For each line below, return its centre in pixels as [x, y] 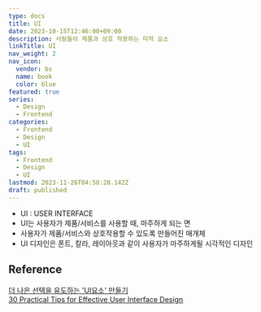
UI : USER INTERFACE [57, 213]
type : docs [27, 16]
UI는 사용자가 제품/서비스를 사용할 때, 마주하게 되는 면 [105, 223]
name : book [34, 77]
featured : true [34, 92]
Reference [35, 270]
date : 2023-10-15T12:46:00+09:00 [65, 31]
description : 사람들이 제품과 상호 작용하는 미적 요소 [89, 39]
